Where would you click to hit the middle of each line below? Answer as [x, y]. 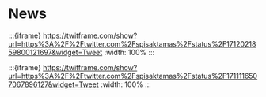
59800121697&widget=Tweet [55, 52]
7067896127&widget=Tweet [53, 84]
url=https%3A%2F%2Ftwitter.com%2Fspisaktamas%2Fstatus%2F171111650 [133, 76]
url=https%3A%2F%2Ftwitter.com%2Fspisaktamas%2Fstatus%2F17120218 [132, 43]
